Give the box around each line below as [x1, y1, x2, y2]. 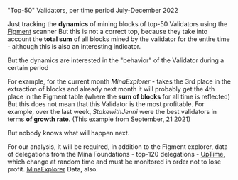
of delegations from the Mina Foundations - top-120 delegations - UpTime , [7, 150, 226, 158]
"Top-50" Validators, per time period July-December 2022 [7, 6, 179, 14]
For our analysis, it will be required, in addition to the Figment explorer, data [7, 142, 229, 151]
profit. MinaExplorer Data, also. [7, 165, 98, 173]
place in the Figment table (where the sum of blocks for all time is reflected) [7, 92, 231, 101]
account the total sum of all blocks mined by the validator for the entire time [7, 35, 230, 43]
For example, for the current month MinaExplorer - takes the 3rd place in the [7, 77, 231, 86]
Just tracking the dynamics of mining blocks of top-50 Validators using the [7, 20, 228, 28]
